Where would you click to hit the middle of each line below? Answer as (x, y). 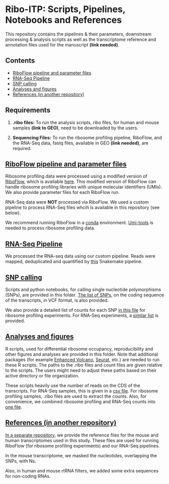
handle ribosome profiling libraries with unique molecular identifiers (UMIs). (84, 187)
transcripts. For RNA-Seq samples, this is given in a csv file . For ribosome (81, 391)
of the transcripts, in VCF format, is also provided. (57, 300)
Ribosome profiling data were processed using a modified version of (76, 176)
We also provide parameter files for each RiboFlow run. (63, 192)
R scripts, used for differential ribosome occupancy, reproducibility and (79, 349)
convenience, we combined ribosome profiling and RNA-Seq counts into (80, 401)
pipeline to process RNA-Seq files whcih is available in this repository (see (82, 208)
